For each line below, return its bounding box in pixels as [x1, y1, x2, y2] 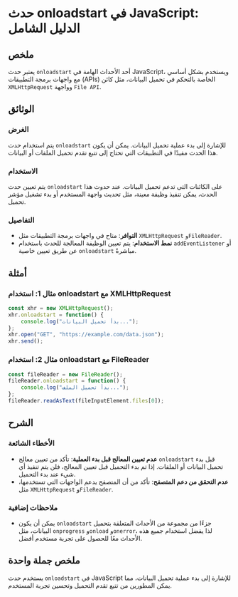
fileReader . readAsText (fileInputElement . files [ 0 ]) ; [8, 398, 164, 405]
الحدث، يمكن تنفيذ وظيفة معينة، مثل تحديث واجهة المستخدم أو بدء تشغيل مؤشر [8, 190, 217, 198]
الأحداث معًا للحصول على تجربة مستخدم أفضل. [18, 534, 143, 542]
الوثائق [8, 103, 35, 115]
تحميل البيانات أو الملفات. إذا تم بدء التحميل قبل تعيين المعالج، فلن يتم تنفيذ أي [18, 462, 223, 471]
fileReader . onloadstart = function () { [8, 378, 126, 385]
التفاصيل [8, 215, 35, 225]
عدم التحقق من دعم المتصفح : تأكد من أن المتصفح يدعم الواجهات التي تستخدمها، [18, 477, 229, 486]
